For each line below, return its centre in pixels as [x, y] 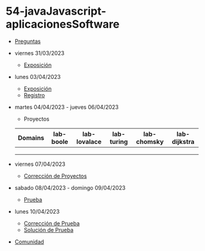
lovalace [89, 141]
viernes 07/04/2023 [40, 164]
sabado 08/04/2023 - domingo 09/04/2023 [70, 187]
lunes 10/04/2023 [37, 211]
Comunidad [29, 242]
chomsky [150, 141]
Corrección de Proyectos [55, 176]
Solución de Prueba [49, 230]
